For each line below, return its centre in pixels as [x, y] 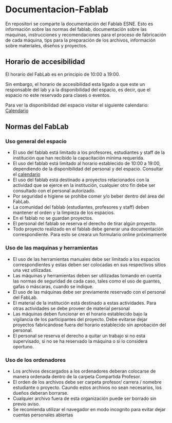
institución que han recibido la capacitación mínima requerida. [79, 158]
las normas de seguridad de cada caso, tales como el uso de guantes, [87, 281]
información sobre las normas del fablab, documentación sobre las [76, 29]
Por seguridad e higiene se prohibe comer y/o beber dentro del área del [89, 196]
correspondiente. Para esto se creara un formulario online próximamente [90, 235]
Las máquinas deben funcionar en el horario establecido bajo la [80, 314]
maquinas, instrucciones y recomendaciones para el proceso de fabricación [86, 34]
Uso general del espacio [36, 142]
